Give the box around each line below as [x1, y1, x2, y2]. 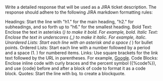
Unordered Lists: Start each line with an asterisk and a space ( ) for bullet [5, 40, 153, 45]
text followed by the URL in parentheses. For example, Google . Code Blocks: [5, 55, 158, 61]
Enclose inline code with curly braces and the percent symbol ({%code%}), [5, 61, 157, 66]
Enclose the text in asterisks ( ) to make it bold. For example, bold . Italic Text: [5, 29, 158, 35]
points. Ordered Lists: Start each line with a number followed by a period [5, 45, 150, 50]
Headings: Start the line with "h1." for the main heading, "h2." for [5, 19, 134, 24]
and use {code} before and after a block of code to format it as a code [5, 65, 146, 71]
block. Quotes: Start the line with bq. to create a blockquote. [5, 71, 126, 76]
